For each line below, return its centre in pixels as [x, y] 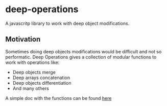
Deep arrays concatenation [41, 78]
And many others [31, 88]
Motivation [23, 39]
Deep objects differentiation [42, 83]
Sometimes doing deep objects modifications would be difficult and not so [83, 51]
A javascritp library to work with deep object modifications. [67, 23]
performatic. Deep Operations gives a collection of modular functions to [81, 57]
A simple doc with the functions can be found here [58, 98]
